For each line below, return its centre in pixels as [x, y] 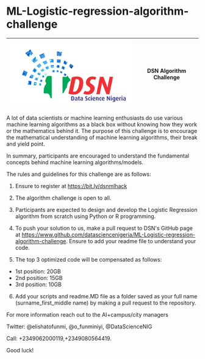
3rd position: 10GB [38, 285]
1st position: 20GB [38, 271]
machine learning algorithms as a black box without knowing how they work [102, 124]
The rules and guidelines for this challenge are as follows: [79, 174]
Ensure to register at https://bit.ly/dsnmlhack [71, 186]
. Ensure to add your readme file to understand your [131, 241]
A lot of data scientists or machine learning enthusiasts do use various [95, 118]
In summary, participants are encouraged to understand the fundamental [98, 156]
